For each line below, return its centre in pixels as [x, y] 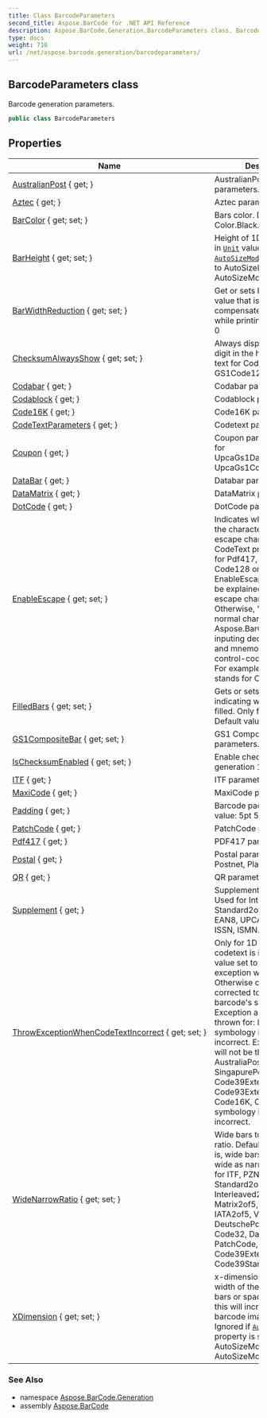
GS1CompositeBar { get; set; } [68, 739]
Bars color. [234, 215]
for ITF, [228, 1174]
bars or [228, 1296]
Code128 [232, 569]
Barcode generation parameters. [62, 103]
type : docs [26, 38]
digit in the [234, 353]
